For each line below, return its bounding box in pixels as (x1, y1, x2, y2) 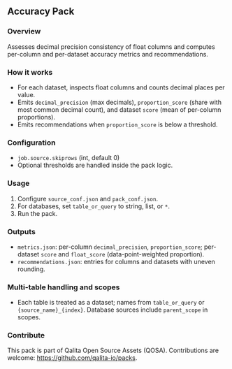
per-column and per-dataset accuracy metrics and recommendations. (7, 50, 208, 58)
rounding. (17, 265, 45, 273)
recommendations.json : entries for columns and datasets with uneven (17, 257, 215, 266)
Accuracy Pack (7, 6, 75, 17)
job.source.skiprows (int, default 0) (17, 154, 120, 162)
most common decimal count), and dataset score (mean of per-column (17, 105, 222, 114)
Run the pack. (17, 209, 58, 217)
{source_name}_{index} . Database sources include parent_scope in (17, 305, 208, 314)
